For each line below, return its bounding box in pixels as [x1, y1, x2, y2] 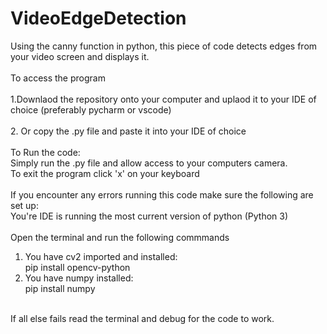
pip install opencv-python [24, 261, 131, 273]
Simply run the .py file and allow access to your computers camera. [10, 157, 288, 169]
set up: [10, 199, 39, 211]
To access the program [10, 72, 106, 84]
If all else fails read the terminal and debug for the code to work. [10, 312, 275, 324]
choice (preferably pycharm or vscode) [10, 103, 172, 116]
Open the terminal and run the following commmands [10, 231, 230, 243]
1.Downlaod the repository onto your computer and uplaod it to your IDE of [10, 93, 317, 105]
